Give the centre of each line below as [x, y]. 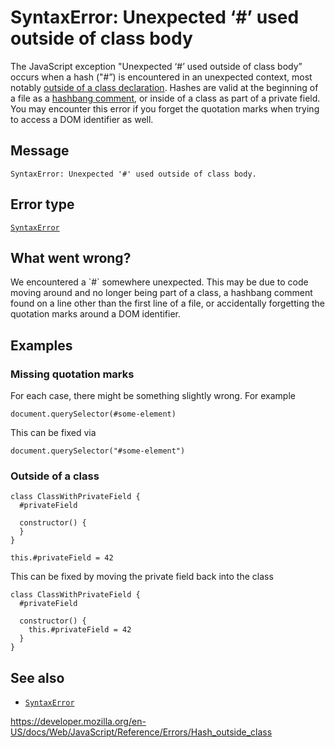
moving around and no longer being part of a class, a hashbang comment [161, 293]
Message [40, 151]
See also [37, 677]
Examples [41, 345]
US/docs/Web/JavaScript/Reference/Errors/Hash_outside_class [141, 732]
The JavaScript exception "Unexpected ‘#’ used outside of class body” [156, 66]
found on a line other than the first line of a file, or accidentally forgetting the [167, 303]
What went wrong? [71, 257]
